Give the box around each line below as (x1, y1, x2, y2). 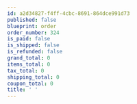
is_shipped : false (7, 42, 60, 49)
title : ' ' (7, 86, 38, 93)
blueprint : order (7, 23, 57, 29)
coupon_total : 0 (7, 80, 53, 87)
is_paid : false (7, 36, 51, 42)
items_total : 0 (7, 61, 51, 68)
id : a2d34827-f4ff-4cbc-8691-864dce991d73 (7, 10, 130, 17)
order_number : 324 (7, 29, 60, 36)
